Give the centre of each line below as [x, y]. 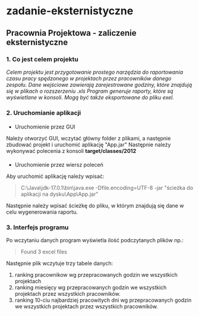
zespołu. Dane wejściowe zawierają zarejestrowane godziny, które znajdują [99, 85]
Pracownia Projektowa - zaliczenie [71, 33]
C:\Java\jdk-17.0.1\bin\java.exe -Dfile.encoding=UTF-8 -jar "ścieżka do [107, 187]
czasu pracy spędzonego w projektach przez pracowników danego [89, 78]
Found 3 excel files [44, 252]
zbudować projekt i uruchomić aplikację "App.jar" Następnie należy [89, 145]
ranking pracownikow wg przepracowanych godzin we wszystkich [96, 275]
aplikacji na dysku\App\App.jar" [59, 194]
